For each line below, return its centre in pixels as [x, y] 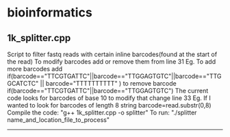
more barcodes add [35, 69]
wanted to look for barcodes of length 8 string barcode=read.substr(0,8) [109, 105]
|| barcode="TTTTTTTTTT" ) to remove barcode [108, 83]
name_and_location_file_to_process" [58, 120]
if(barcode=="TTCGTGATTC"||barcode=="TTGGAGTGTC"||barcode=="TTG [114, 76]
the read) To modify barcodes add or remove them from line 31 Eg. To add [112, 62]
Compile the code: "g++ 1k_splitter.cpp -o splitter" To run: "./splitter [102, 112]
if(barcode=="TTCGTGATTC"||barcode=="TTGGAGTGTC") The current [108, 91]
